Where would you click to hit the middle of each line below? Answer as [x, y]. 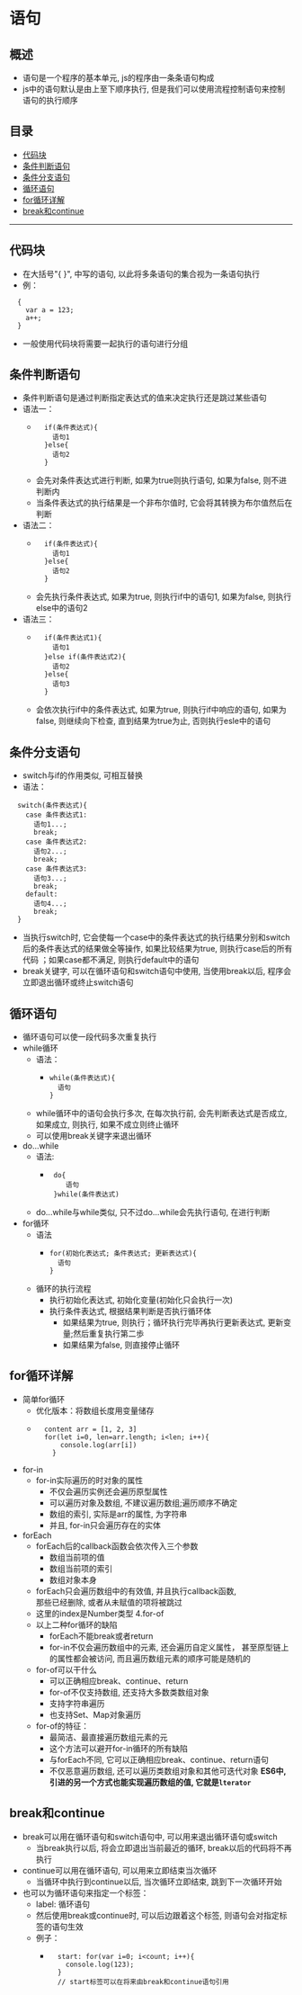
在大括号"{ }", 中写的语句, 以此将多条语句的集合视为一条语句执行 [141, 273]
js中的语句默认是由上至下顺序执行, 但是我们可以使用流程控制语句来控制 [154, 89]
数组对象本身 [73, 1579]
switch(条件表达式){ [53, 806]
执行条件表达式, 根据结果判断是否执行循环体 [130, 1311]
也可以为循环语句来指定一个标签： [85, 1892]
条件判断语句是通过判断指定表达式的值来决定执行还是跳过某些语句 [144, 398]
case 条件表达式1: [57, 815]
